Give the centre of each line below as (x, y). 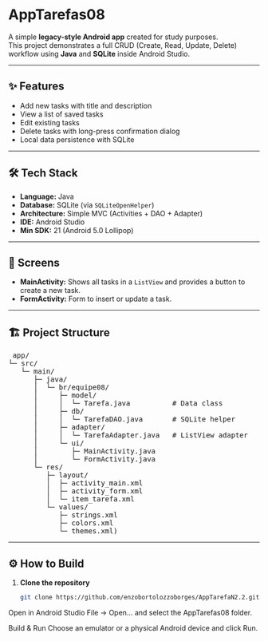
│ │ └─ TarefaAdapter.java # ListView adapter (141, 435)
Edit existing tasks (49, 122)
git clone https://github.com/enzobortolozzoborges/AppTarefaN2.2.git (140, 597)
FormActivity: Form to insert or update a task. (96, 299)
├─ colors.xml (86, 523)
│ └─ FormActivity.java (95, 459)
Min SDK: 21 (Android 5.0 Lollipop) (77, 230)
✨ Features (36, 87)
